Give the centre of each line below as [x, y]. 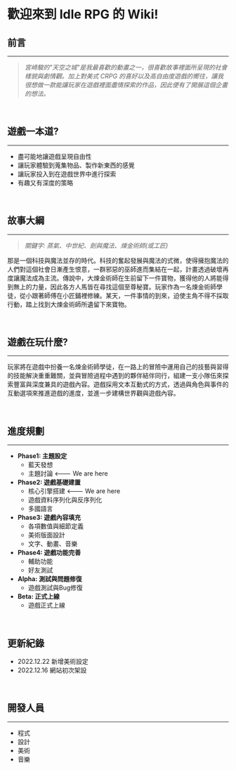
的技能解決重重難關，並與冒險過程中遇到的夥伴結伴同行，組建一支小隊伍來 [115, 376]
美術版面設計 [46, 535]
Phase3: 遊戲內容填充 [49, 518]
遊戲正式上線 [46, 606]
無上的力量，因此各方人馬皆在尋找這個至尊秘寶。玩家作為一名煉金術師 [114, 287]
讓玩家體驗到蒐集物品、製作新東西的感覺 [76, 165]
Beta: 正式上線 [38, 596]
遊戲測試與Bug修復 [55, 588]
